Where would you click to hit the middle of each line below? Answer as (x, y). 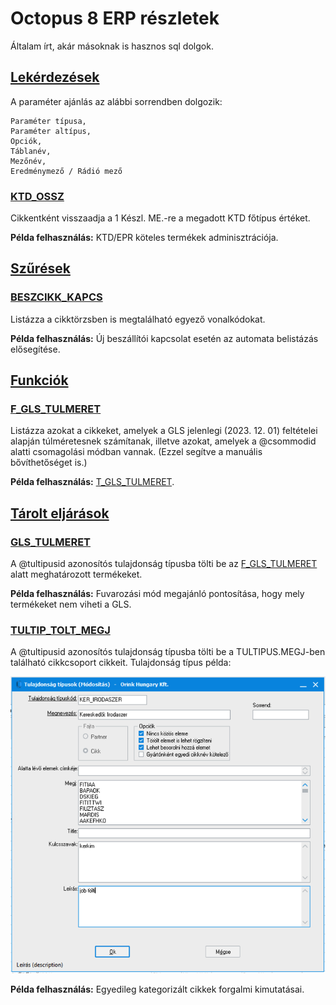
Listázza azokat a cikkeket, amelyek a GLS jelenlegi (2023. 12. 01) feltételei (164, 431)
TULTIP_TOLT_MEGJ (60, 630)
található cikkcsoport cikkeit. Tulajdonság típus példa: (121, 663)
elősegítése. (35, 349)
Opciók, (26, 141)
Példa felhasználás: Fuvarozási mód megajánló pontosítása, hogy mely (157, 594)
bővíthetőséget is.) (49, 463)
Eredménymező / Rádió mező (66, 171)
